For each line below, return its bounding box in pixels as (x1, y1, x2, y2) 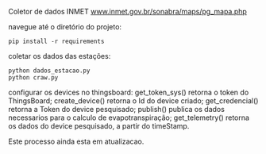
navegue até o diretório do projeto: (8, 22, 121, 31)
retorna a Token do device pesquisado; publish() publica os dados (8, 105, 225, 114)
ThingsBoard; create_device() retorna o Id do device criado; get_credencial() (8, 96, 259, 106)
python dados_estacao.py (8, 67, 91, 75)
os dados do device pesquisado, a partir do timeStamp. (8, 121, 190, 130)
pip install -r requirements (8, 37, 105, 45)
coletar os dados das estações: (8, 52, 111, 60)
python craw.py (8, 74, 59, 82)
